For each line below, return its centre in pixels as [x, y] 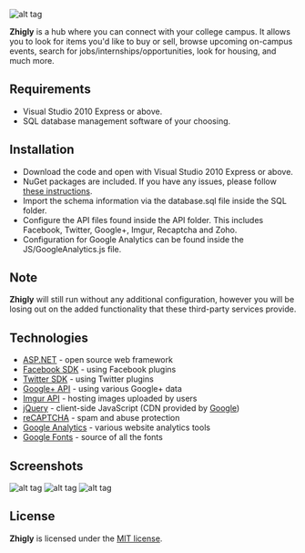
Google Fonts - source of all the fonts [93, 437]
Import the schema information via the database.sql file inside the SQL [154, 200]
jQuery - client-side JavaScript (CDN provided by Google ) [131, 408]
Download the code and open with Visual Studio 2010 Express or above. [158, 171]
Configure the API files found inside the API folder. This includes [143, 220]
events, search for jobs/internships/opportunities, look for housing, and [143, 51]
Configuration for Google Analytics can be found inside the [133, 239]
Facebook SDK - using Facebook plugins [99, 370]
